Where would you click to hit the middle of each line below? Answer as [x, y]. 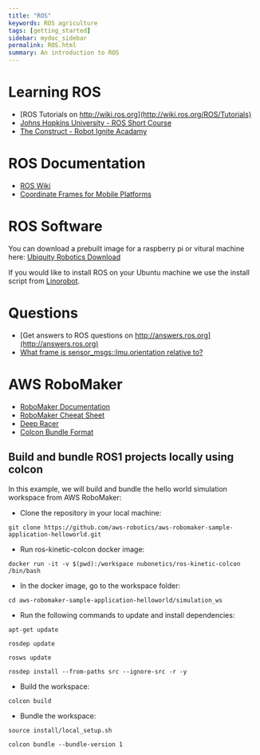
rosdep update [32, 643]
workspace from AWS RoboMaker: [65, 497]
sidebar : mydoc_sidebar [48, 38]
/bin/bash [25, 571]
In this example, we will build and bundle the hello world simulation [118, 488]
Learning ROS [55, 92]
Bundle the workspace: [58, 716]
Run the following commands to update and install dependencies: [127, 615]
